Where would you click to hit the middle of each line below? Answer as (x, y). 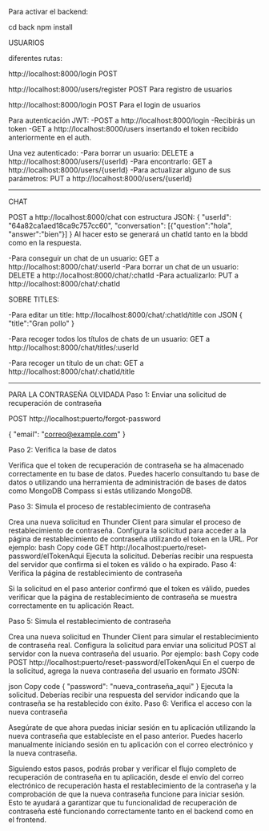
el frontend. (27, 820)
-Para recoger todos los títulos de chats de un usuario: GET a (109, 339)
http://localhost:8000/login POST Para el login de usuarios (105, 105)
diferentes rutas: (35, 58)
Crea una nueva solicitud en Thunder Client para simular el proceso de (125, 522)
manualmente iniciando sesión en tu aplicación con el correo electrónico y (131, 744)
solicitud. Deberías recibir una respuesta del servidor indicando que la (124, 695)
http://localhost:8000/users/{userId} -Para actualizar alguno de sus (120, 170)
